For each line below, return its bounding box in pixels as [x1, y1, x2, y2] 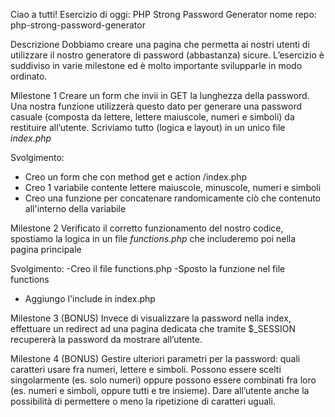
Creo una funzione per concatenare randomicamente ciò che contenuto [24, 192, 322, 204]
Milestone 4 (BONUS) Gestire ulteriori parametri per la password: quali [10, 353, 301, 364]
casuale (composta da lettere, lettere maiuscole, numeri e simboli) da [10, 111, 295, 123]
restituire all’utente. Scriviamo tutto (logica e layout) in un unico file [10, 122, 286, 133]
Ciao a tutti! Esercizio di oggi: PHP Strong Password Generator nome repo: [10, 9, 317, 20]
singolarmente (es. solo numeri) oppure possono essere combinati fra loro [10, 374, 317, 386]
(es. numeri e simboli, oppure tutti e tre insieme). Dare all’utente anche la [10, 385, 310, 396]
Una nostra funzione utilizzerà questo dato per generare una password [10, 100, 303, 112]
